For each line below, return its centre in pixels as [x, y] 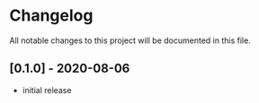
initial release [47, 90]
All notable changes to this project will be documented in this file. [130, 40]
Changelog [51, 16]
